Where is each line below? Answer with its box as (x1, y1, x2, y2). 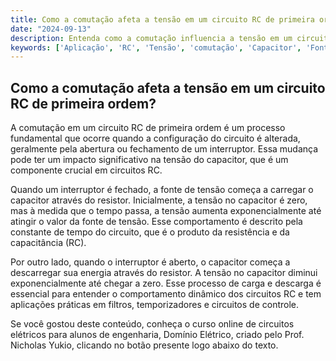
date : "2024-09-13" (10, 24, 92, 34)
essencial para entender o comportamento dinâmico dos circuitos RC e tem (10, 288, 322, 300)
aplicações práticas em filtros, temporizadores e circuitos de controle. (10, 299, 300, 311)
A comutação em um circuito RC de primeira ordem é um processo (10, 122, 286, 134)
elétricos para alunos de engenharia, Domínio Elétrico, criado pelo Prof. (10, 329, 305, 341)
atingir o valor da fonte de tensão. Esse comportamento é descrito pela (10, 216, 303, 228)
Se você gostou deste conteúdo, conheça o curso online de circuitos (10, 318, 295, 330)
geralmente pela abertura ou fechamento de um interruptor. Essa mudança (10, 143, 319, 155)
